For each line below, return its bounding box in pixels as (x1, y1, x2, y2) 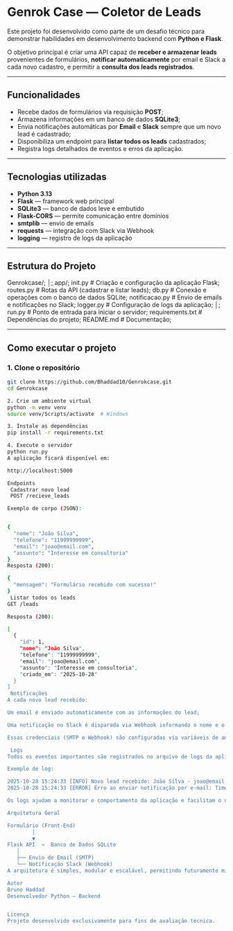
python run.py (7, 449, 49, 455)
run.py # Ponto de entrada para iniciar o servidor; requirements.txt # (7, 308, 202, 316)
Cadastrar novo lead (10, 486, 70, 493)
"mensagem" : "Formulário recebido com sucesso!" (13, 582, 157, 589)
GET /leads (7, 600, 39, 607)
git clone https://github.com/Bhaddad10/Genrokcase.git (7, 379, 172, 385)
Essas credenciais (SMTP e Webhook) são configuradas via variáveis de (7, 734, 218, 741)
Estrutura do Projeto (7, 260, 96, 272)
